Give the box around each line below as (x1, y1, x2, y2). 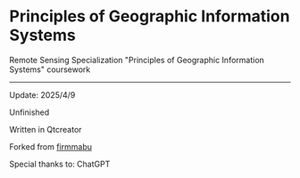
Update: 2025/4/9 (9, 89, 76, 100)
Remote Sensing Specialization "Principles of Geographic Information (9, 54, 265, 65)
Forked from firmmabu (9, 141, 92, 152)
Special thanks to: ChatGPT (9, 158, 111, 169)
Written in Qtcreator (9, 124, 82, 134)
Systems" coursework (9, 64, 91, 75)
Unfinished (9, 107, 50, 117)
